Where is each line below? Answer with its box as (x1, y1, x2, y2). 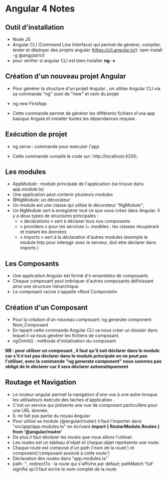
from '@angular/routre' (12, 428, 63, 434)
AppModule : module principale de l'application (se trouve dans (12, 181, 144, 187)
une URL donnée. (12, 407, 49, 413)
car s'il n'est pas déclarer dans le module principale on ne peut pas (5, 353, 148, 359)
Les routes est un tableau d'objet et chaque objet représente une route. (12, 439, 160, 445)
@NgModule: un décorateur (12, 197, 70, 203)
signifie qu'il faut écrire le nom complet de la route (12, 466, 117, 472)
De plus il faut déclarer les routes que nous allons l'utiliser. (12, 434, 133, 440)
